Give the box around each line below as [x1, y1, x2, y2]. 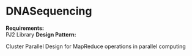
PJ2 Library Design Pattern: [6, 30, 76, 38]
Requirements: [6, 24, 44, 32]
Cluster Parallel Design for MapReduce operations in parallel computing [6, 43, 186, 50]
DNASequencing [6, 4, 92, 18]
